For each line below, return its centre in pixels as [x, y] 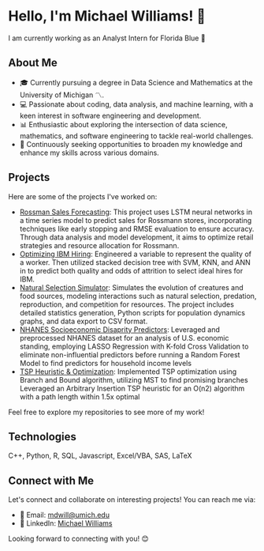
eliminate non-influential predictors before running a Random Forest [130, 354]
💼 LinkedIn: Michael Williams [66, 523]
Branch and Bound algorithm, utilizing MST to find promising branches [134, 379]
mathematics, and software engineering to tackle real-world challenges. [136, 136]
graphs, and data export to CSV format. [84, 321]
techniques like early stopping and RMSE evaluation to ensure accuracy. [137, 228]
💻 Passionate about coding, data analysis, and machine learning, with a [136, 104]
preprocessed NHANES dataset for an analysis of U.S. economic [124, 338]
